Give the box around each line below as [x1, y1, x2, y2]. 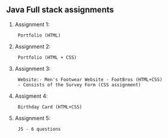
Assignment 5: [14, 114, 51, 122]
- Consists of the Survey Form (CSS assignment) [17, 82, 142, 88]
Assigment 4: [14, 92, 48, 100]
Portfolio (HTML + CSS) [17, 54, 77, 61]
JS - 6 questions [17, 126, 61, 132]
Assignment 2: [14, 43, 51, 50]
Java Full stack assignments [6, 5, 114, 15]
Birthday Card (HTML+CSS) [17, 104, 83, 110]
